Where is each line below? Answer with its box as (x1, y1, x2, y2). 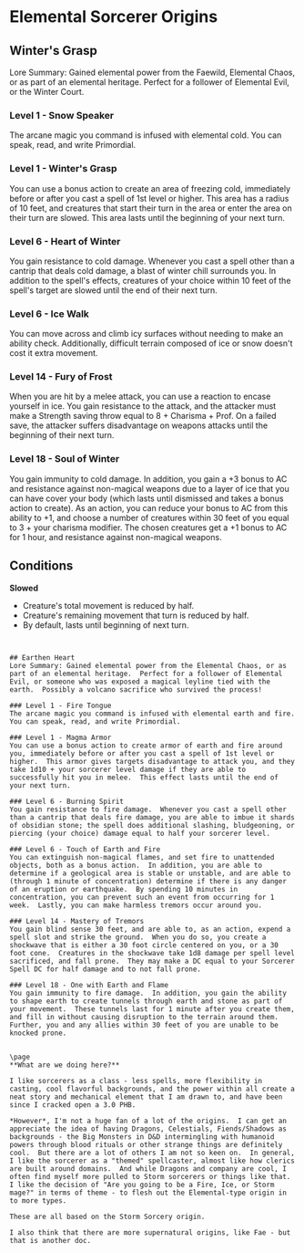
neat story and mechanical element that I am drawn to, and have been (9, 1092, 283, 1102)
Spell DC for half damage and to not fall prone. (9, 965, 202, 974)
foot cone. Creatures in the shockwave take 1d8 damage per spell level (9, 948, 296, 957)
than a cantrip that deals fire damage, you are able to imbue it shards (9, 812, 296, 822)
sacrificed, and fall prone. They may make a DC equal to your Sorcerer (9, 956, 296, 966)
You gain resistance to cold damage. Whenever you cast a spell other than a (9, 256, 296, 266)
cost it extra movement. (9, 348, 98, 359)
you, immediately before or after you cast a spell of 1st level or (9, 748, 275, 758)
